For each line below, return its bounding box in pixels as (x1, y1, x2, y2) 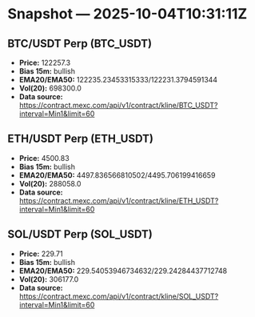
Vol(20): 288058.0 (18, 179, 82, 188)
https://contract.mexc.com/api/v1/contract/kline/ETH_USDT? (18, 195, 219, 205)
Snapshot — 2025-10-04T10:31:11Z (7, 5, 248, 23)
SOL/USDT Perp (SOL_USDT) (7, 227, 153, 241)
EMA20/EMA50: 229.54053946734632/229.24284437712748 (18, 266, 228, 275)
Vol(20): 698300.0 (18, 83, 82, 93)
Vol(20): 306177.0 (18, 274, 79, 284)
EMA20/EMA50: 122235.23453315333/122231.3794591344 (18, 75, 217, 84)
